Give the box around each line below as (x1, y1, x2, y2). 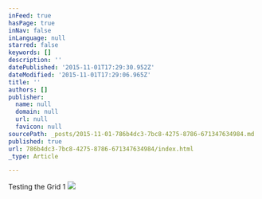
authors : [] (8, 85, 48, 94)
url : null (15, 115, 48, 123)
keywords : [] (8, 49, 52, 57)
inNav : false (8, 26, 52, 34)
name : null (15, 100, 52, 108)
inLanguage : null (8, 33, 66, 42)
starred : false (8, 41, 59, 49)
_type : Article (8, 152, 59, 160)
